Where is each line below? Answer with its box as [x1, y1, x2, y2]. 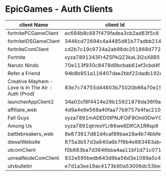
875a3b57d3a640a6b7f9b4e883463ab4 [64, 138, 163, 145]
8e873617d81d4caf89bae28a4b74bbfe [64, 130, 161, 137]
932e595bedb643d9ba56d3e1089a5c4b [64, 154, 164, 161]
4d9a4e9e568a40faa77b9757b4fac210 [64, 106, 161, 113]
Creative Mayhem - [7, 78, 53, 85]
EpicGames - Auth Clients [5, 3, 113, 15]
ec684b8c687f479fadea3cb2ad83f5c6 [64, 30, 159, 37]
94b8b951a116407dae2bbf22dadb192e [64, 70, 163, 77]
